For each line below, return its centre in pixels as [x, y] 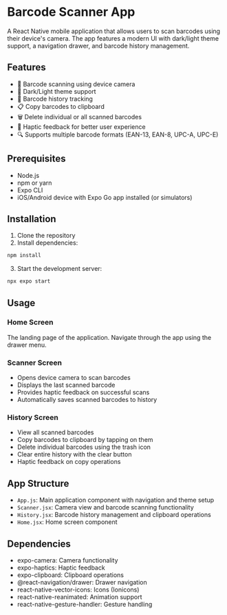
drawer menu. [27, 345]
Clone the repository [46, 236]
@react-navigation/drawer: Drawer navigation [82, 583]
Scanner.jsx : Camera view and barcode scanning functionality [105, 507]
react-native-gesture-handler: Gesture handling [85, 605]
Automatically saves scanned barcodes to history [87, 400]
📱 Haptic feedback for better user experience [81, 127]
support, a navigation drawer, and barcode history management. [98, 46]
